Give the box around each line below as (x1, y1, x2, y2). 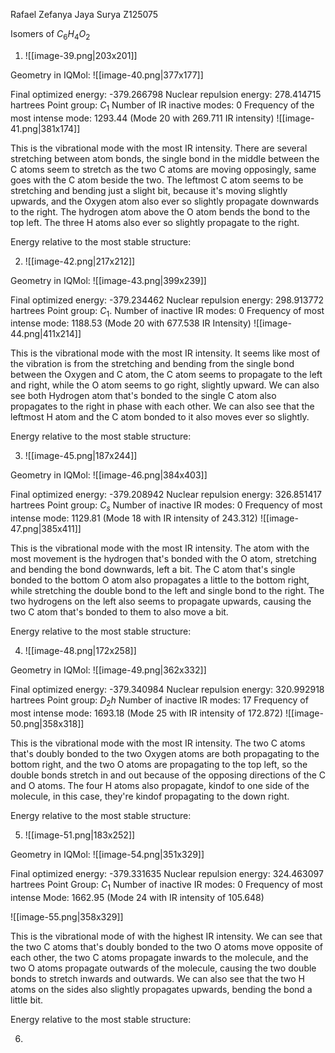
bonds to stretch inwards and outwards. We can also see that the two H (10, 972, 305, 984)
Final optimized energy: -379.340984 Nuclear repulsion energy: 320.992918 (10, 684, 325, 696)
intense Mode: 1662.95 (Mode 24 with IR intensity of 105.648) (10, 891, 265, 903)
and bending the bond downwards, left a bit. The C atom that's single (10, 564, 296, 576)
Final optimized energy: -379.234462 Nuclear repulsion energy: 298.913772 (10, 294, 325, 306)
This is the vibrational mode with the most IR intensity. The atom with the (10, 542, 310, 554)
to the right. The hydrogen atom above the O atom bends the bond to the (10, 205, 311, 218)
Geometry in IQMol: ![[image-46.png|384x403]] (10, 469, 208, 481)
